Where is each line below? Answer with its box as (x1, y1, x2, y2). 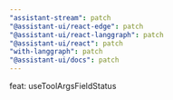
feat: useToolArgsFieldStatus (9, 81, 117, 91)
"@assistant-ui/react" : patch (9, 38, 124, 48)
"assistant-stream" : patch (9, 13, 111, 23)
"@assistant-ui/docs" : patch (9, 55, 120, 65)
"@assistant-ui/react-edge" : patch (9, 22, 144, 31)
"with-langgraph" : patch (9, 47, 103, 56)
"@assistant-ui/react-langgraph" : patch (9, 30, 165, 39)
